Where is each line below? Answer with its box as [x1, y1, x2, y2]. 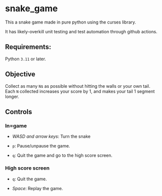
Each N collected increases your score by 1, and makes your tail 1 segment [5, 88, 155, 94]
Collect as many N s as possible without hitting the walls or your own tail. [5, 83, 151, 89]
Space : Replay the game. [12, 185, 63, 191]
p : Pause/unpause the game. [12, 143, 70, 149]
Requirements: [5, 43, 52, 51]
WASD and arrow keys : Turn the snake [12, 133, 91, 140]
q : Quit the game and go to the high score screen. [12, 152, 113, 158]
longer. [5, 94, 20, 99]
